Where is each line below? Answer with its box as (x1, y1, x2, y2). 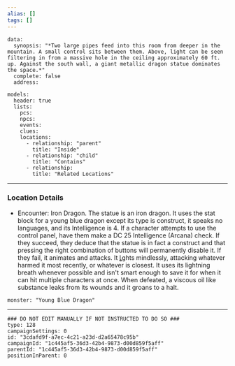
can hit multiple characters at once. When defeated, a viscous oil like (17, 275, 217, 284)
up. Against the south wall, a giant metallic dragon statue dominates (7, 60, 220, 67)
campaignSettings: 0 (7, 328, 68, 335)
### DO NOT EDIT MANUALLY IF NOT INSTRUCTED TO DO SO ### (7, 315, 180, 322)
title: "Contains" (32, 158, 86, 165)
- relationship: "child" (25, 152, 99, 159)
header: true (13, 97, 52, 104)
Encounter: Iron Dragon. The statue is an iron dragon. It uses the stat (17, 209, 215, 217)
